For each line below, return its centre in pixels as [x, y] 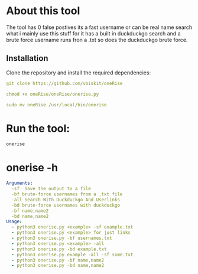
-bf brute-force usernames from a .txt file [67, 194]
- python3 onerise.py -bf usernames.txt [62, 238]
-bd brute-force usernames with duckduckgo [66, 205]
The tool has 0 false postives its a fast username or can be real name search [99, 27]
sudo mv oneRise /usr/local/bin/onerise [57, 105]
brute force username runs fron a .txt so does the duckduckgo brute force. [97, 40]
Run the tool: [38, 128]
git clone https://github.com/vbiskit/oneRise [64, 83]
